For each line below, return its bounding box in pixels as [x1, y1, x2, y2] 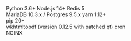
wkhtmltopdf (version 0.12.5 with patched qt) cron [6, 23, 126, 30]
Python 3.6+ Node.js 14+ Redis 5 [6, 5, 85, 12]
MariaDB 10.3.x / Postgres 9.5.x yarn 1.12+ [6, 11, 107, 18]
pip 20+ [6, 17, 25, 24]
